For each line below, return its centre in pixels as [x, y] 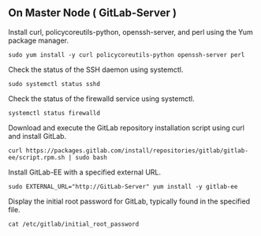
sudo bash [91, 157]
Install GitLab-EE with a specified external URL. [85, 172]
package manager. [39, 40]
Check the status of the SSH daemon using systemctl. [96, 69]
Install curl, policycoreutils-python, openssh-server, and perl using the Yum [131, 32]
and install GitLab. [37, 136]
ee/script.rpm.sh [37, 157]
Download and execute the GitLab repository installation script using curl [126, 127]
